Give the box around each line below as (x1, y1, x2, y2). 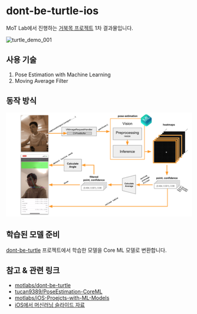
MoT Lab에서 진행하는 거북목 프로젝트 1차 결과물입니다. (6, 24, 134, 31)
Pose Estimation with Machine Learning (14, 71, 111, 78)
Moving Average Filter (14, 77, 69, 84)
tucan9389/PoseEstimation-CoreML (14, 288, 103, 295)
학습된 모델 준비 (6, 229, 60, 240)
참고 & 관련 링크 (6, 266, 60, 276)
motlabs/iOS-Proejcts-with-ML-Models (14, 294, 110, 301)
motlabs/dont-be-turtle (14, 281, 71, 289)
